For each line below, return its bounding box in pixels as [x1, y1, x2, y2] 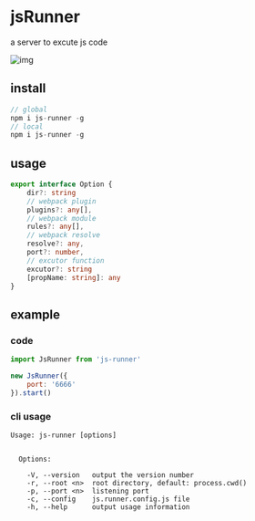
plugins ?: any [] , [26, 205, 93, 214]
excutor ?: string [26, 265, 93, 274]
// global [10, 105, 48, 114]
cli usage [10, 410, 52, 422]
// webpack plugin [26, 196, 97, 206]
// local [10, 121, 44, 131]
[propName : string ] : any [26, 273, 121, 282]
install [10, 80, 46, 97]
